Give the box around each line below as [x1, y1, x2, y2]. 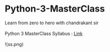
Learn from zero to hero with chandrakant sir [5, 20, 99, 26]
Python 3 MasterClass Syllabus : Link [5, 30, 83, 36]
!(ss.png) [5, 41, 24, 47]
